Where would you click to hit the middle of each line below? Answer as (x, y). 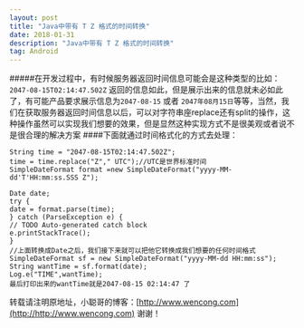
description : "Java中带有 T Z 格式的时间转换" (92, 43)
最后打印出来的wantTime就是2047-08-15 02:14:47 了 (100, 285)
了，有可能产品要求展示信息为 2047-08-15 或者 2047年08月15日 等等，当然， (146, 101)
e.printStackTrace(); (50, 233)
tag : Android (34, 52)
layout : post (34, 18)
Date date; (30, 194)
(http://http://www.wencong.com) (72, 314)
